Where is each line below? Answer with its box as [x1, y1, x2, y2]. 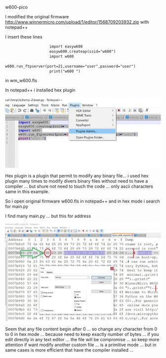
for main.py [5, 204, 29, 209]
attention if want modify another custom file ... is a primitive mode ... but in [5, 342, 157, 348]
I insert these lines [5, 34, 43, 40]
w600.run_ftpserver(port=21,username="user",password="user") [5, 64, 136, 69]
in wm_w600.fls [5, 78, 38, 83]
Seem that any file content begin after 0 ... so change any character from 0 [5, 326, 157, 332]
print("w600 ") [49, 69, 81, 74]
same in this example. [5, 189, 49, 195]
